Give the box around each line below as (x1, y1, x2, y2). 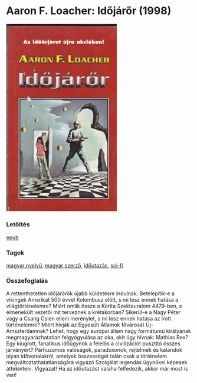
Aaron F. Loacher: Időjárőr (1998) (6, 4, 172, 18)
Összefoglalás (6, 276, 48, 285)
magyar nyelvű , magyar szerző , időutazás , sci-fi (6, 262, 123, 269)
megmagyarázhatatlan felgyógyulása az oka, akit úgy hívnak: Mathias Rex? (6, 334, 189, 341)
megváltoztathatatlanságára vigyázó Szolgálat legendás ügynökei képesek (6, 359, 188, 366)
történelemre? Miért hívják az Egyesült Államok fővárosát (6, 321, 145, 328)
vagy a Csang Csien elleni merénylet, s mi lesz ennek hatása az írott (6, 315, 172, 322)
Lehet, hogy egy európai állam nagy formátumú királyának (50, 328, 192, 335)
